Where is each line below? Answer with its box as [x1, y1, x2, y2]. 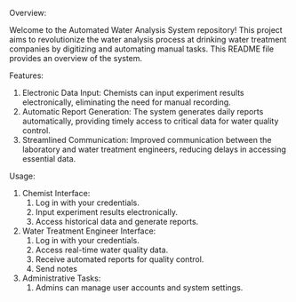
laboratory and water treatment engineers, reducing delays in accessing [21, 144, 287, 155]
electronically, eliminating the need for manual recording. [21, 97, 231, 107]
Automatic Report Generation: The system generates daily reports [21, 107, 264, 116]
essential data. [21, 154, 76, 163]
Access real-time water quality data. [35, 244, 169, 255]
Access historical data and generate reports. [35, 217, 199, 226]
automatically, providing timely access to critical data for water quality [21, 115, 279, 126]
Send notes [35, 264, 78, 274]
